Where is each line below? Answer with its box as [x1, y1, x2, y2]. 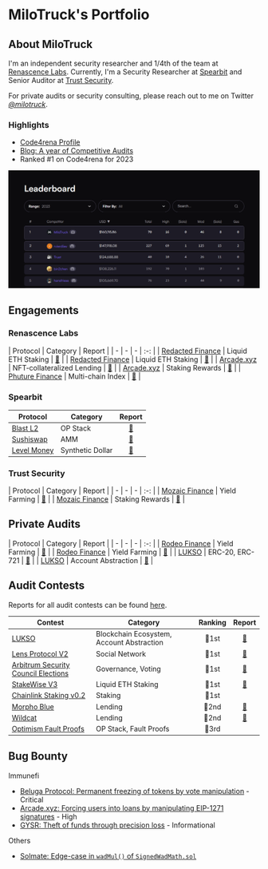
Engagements [8, 304, 80, 317]
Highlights [8, 119, 49, 130]
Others [8, 835, 31, 845]
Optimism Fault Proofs [11, 724, 85, 734]
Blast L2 [11, 423, 39, 433]
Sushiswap [11, 434, 48, 444]
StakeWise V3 [11, 680, 58, 689]
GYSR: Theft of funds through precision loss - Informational [19, 820, 215, 830]
